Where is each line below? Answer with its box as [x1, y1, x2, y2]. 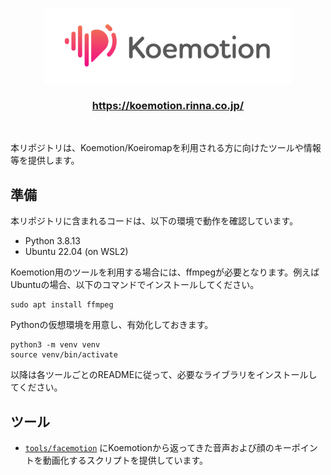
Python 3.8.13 [24, 235, 81, 247]
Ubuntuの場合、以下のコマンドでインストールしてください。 [10, 279, 260, 291]
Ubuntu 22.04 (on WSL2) [24, 246, 129, 258]
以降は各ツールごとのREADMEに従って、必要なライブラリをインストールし [10, 369, 318, 381]
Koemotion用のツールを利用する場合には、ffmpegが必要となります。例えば [10, 266, 320, 278]
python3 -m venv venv [10, 340, 101, 350]
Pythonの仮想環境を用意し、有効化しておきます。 [10, 319, 214, 331]
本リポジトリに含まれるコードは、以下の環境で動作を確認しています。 [10, 215, 299, 227]
